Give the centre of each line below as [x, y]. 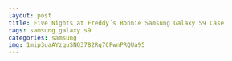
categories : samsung [43, 38]
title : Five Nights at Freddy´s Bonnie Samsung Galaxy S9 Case [116, 23]
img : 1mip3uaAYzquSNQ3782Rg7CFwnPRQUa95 [77, 45]
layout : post [30, 15]
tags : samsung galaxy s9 [50, 30]
